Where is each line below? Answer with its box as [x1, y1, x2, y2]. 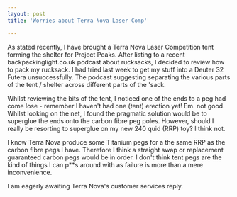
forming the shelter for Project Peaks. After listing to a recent [7, 50, 186, 59]
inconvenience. [7, 168, 53, 176]
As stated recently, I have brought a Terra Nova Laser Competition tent [7, 43, 214, 51]
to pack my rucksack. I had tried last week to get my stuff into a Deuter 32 [7, 65, 224, 74]
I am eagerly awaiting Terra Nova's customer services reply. [7, 181, 183, 190]
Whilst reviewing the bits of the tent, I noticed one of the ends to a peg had [7, 94, 226, 103]
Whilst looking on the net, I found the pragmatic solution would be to [7, 109, 207, 118]
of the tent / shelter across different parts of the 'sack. [7, 80, 167, 89]
